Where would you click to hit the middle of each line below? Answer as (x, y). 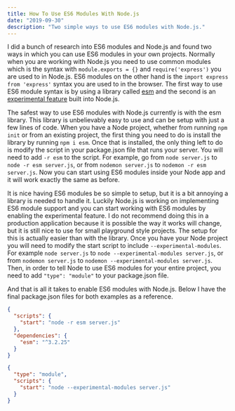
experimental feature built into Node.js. (63, 99)
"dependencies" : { (41, 335)
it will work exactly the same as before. (64, 180)
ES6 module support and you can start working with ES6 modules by (107, 209)
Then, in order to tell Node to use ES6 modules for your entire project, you (114, 268)
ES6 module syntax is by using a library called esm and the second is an (112, 91)
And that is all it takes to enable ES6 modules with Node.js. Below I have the (117, 289)
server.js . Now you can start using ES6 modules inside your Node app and (116, 172)
